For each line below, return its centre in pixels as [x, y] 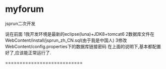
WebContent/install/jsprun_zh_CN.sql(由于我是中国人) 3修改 [66, 40]
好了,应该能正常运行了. [28, 53]
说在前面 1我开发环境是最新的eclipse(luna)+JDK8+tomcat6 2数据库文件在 [80, 34]
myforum [25, 9]
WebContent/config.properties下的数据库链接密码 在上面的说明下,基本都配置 [83, 46]
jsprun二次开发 [20, 23]
